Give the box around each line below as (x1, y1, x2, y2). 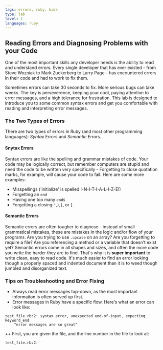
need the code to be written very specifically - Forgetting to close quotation (5, 166, 158, 172)
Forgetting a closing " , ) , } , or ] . (12, 201, 74, 208)
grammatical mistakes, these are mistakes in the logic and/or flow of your (5, 229, 153, 235)
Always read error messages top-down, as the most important (12, 289, 138, 295)
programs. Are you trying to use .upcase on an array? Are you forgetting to (5, 234, 155, 240)
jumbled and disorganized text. (5, 265, 68, 271)
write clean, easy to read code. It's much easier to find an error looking (5, 255, 148, 261)
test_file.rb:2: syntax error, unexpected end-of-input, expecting (5, 314, 146, 319)
